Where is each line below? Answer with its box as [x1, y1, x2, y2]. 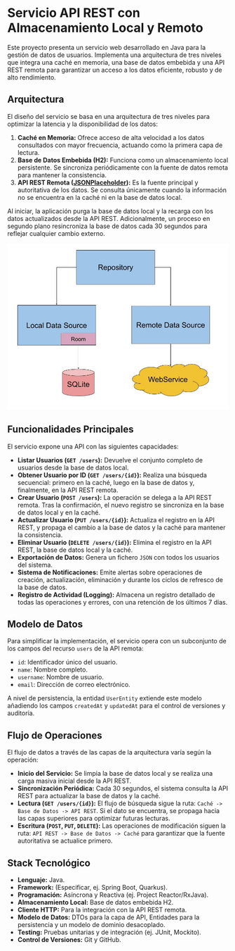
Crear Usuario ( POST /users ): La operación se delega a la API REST [17, 493, 213, 501]
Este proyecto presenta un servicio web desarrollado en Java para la [7, 43, 206, 51]
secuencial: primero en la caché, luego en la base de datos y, [17, 478, 195, 486]
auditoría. [7, 709, 35, 717]
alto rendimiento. [7, 73, 56, 82]
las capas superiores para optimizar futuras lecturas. [17, 814, 170, 823]
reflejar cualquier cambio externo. [7, 229, 105, 237]
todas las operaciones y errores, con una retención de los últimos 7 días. [17, 598, 228, 606]
